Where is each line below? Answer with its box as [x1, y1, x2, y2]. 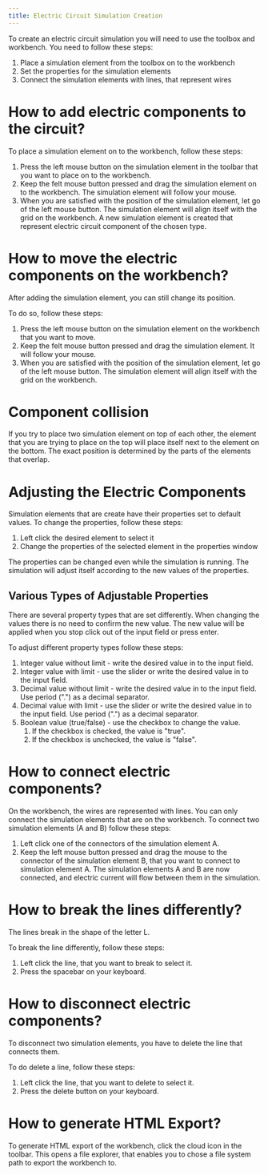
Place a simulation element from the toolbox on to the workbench [19, 58, 235, 67]
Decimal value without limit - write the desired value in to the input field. [19, 684, 258, 693]
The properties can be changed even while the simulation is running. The [8, 557, 250, 567]
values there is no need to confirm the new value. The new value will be [8, 619, 245, 628]
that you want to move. [19, 332, 96, 342]
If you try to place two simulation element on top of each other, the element [8, 429, 257, 439]
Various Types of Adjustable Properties [8, 589, 209, 603]
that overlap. [8, 455, 50, 464]
